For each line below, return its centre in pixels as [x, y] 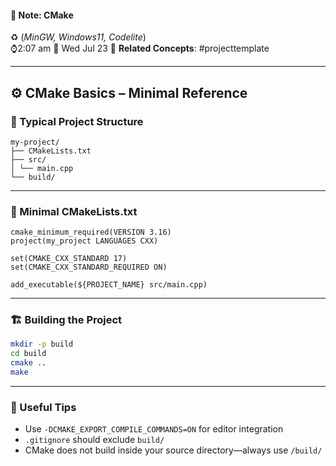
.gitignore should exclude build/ [94, 440]
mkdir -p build [42, 344]
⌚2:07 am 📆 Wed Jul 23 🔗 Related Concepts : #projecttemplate [140, 48]
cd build [28, 354]
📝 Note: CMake [42, 15]
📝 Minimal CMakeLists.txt [74, 211]
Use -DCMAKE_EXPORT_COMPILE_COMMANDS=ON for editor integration [154, 429]
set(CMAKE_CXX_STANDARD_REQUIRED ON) [89, 267]
